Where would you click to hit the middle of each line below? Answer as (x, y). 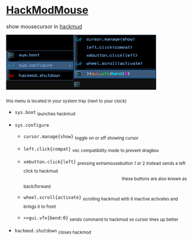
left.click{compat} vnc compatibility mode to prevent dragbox (91, 150)
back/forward (37, 186)
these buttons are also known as (154, 179)
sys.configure (32, 125)
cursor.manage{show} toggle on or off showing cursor (81, 137)
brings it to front (40, 207)
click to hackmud (40, 171)
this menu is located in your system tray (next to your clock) (67, 101)
